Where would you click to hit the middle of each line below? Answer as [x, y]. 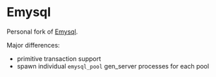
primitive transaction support [59, 58]
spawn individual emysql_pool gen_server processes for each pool [113, 66]
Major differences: [34, 45]
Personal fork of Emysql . [42, 31]
